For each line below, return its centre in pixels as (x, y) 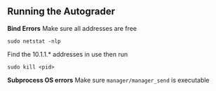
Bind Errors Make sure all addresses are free (72, 28)
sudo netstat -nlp (34, 41)
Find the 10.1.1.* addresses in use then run (68, 54)
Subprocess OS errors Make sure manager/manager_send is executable (108, 80)
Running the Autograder (61, 12)
